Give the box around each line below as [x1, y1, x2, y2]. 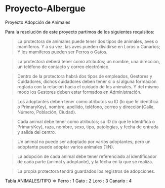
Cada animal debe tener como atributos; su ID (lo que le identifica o [17, 118, 155, 124]
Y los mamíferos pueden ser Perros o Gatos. [17, 49, 108, 55]
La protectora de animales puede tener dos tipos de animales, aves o [17, 38, 158, 44]
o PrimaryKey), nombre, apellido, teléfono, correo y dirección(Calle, [17, 104, 155, 110]
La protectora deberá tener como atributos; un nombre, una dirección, [17, 58, 161, 64]
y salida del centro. [17, 129, 56, 135]
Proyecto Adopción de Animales [5, 19, 71, 25]
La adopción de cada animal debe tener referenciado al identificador [17, 153, 157, 159]
